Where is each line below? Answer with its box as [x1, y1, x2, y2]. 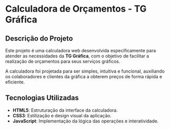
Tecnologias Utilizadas [5, 93, 79, 102]
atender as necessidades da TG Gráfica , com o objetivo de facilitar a [5, 53, 149, 59]
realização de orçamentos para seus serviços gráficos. [5, 58, 120, 64]
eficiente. [5, 79, 25, 85]
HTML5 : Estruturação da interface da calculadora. [12, 107, 118, 113]
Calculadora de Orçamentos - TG [5, 3, 147, 15]
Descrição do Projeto [5, 34, 73, 43]
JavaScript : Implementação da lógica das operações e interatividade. [12, 118, 159, 124]
